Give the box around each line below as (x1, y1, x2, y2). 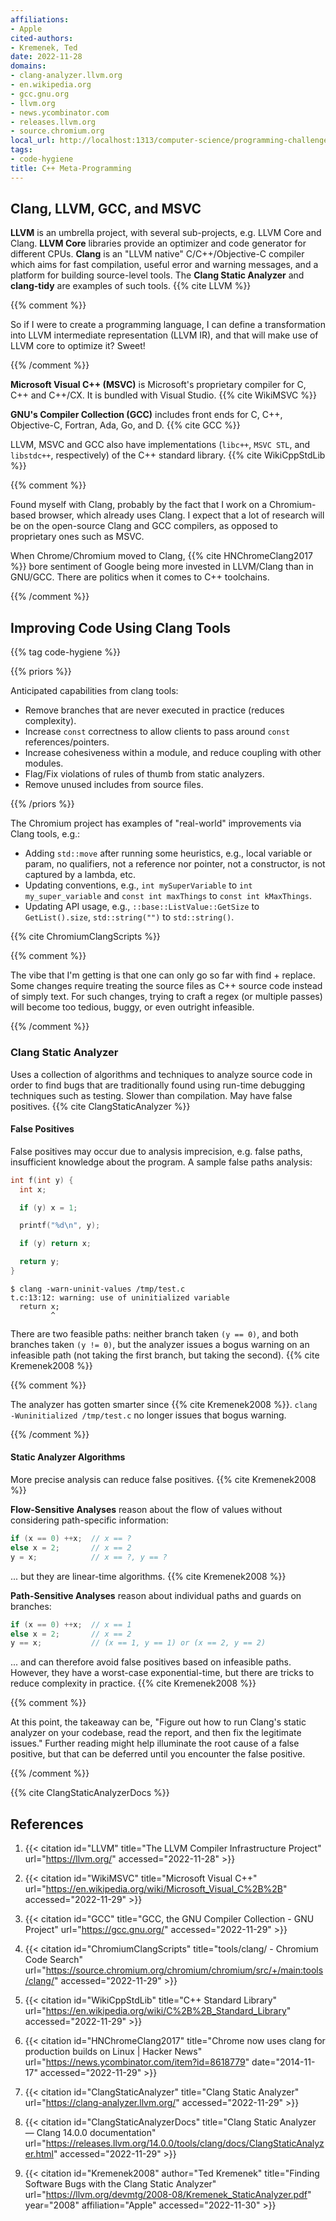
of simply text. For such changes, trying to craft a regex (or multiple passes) (10, 991, 323, 1003)
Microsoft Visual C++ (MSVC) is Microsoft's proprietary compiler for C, (10, 379, 307, 391)
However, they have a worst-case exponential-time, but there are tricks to (10, 1667, 315, 1679)
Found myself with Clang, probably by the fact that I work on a (10, 499, 268, 511)
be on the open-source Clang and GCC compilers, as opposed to (10, 520, 278, 532)
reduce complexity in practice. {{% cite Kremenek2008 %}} (10, 1677, 257, 1690)
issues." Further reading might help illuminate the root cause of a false (10, 1737, 300, 1750)
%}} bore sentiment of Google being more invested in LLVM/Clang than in (10, 561, 314, 573)
